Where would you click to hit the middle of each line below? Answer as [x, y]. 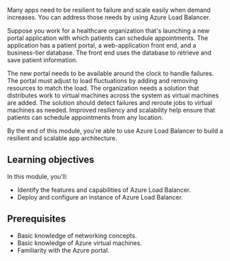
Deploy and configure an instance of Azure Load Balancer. [100, 197]
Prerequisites [36, 219]
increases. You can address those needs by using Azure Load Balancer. [109, 17]
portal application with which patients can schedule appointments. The [108, 38]
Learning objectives [51, 160]
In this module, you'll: [37, 176]
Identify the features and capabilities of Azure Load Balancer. [104, 190]
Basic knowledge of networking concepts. [77, 235]
